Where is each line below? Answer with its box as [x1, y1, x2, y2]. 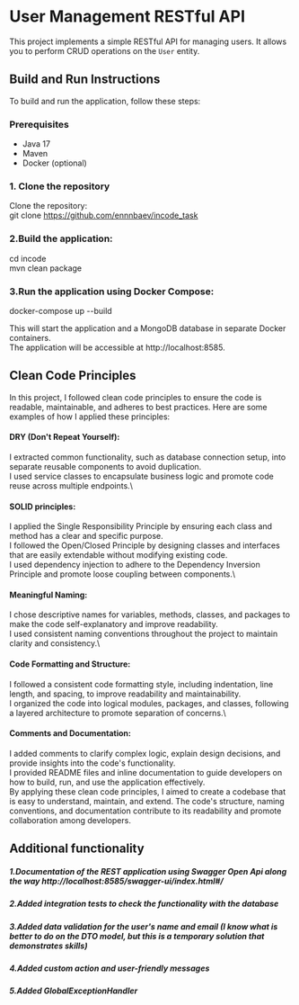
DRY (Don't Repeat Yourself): [9, 432, 120, 443]
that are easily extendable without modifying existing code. [9, 550, 228, 561]
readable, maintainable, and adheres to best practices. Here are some [9, 401, 268, 412]
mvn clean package [9, 263, 83, 274]
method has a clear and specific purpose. [9, 531, 163, 542]
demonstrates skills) [9, 940, 88, 951]
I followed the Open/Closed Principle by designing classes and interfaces [9, 540, 280, 551]
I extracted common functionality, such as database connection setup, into [9, 452, 286, 462]
